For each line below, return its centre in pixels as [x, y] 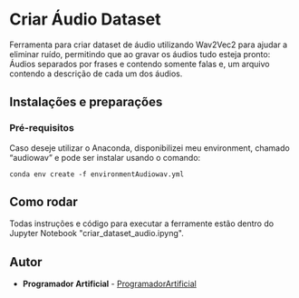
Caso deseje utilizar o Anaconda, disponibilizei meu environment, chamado [149, 148]
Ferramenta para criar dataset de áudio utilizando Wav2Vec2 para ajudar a [149, 45]
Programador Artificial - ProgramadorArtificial [109, 284]
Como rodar [44, 202]
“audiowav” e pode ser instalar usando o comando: [105, 157]
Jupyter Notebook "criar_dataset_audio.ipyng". [96, 233]
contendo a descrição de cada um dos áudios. [96, 74]
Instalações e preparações [86, 102]
